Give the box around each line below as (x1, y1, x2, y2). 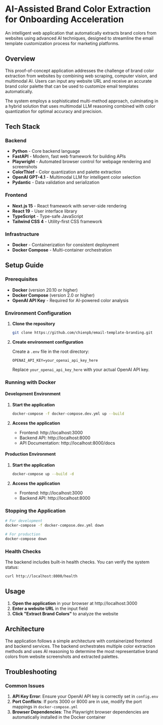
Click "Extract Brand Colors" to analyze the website (12, 610, 118, 616)
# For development (5, 518, 43, 523)
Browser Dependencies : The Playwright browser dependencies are (12, 709, 149, 715)
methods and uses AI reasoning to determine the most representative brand (5, 648, 158, 654)
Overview (5, 55, 36, 63)
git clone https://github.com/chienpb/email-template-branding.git (12, 330, 153, 335)
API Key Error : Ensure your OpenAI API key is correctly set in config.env (12, 694, 159, 700)
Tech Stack (5, 122, 40, 131)
